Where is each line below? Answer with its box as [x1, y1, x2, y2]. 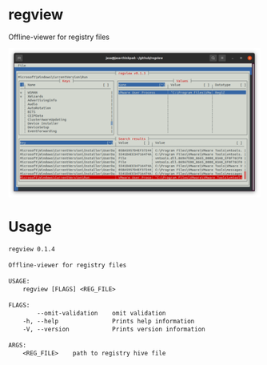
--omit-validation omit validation [37, 310, 166, 318]
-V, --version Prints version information [22, 326, 205, 334]
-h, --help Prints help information [22, 318, 195, 326]
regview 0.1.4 [8, 246, 56, 254]
